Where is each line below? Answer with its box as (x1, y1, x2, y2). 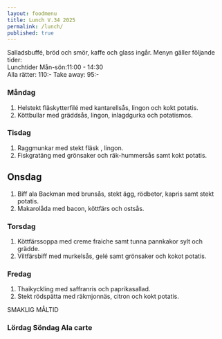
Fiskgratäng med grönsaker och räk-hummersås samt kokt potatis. (17, 151, 207, 159)
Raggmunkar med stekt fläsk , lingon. (17, 143, 124, 152)
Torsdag (7, 221, 36, 231)
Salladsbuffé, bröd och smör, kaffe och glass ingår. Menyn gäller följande (7, 48, 216, 57)
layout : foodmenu (7, 10, 57, 17)
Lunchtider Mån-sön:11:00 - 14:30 (7, 63, 104, 71)
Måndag (7, 88, 36, 98)
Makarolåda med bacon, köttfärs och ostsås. (17, 204, 145, 212)
